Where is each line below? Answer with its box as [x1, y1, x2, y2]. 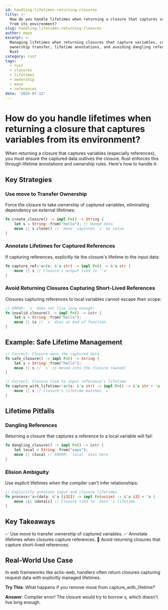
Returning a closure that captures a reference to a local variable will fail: [5, 433, 153, 439]
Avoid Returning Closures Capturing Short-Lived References [5, 284, 155, 291]
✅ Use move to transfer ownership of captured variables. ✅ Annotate [5, 530, 147, 536]
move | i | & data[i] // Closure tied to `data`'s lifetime [14, 499, 135, 504]
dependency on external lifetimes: [5, 207, 75, 213]
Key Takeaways [5, 517, 55, 526]
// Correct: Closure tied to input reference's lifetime [5, 379, 126, 384]
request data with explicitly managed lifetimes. [5, 574, 101, 580]
